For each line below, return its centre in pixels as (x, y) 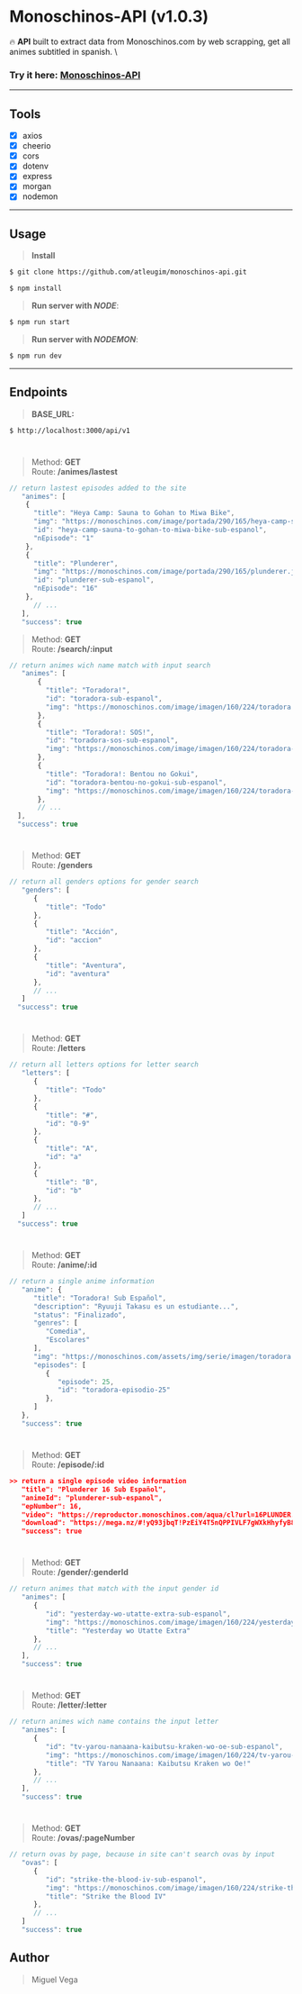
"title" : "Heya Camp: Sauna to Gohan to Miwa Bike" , (134, 513)
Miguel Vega (54, 1980)
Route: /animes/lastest (75, 471)
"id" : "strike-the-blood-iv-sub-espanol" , (126, 1880)
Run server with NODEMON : (84, 339)
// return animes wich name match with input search (110, 665)
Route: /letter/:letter (69, 1705)
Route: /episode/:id (68, 1464)
